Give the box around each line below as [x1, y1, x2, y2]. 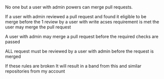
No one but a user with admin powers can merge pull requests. [5, 4, 133, 10]
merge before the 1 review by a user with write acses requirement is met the [5, 19, 159, 25]
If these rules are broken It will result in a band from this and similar [5, 63, 142, 69]
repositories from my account [5, 68, 66, 74]
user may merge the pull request [5, 24, 71, 30]
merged [5, 53, 21, 59]
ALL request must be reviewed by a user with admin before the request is [5, 49, 154, 54]
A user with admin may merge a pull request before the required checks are [5, 34, 159, 39]
